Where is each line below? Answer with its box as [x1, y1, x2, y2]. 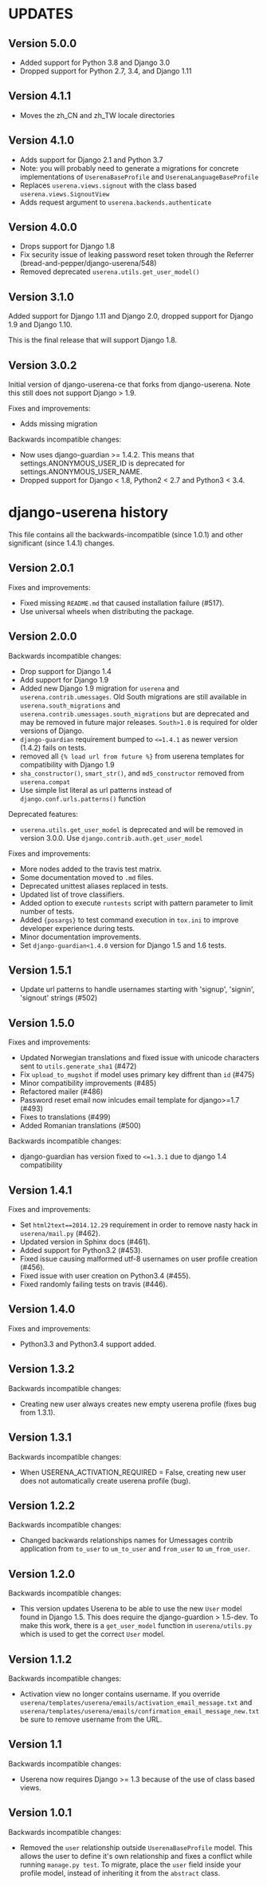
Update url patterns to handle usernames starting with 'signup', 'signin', [19, 985, 255, 994]
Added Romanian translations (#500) [19, 1121, 141, 1131]
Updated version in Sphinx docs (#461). [19, 1237, 151, 1246]
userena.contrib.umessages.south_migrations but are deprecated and [19, 708, 249, 719]
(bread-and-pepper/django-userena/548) [19, 259, 157, 268]
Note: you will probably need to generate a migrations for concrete [19, 163, 239, 172]
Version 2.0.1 [8, 561, 74, 575]
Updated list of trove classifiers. [19, 890, 125, 899]
